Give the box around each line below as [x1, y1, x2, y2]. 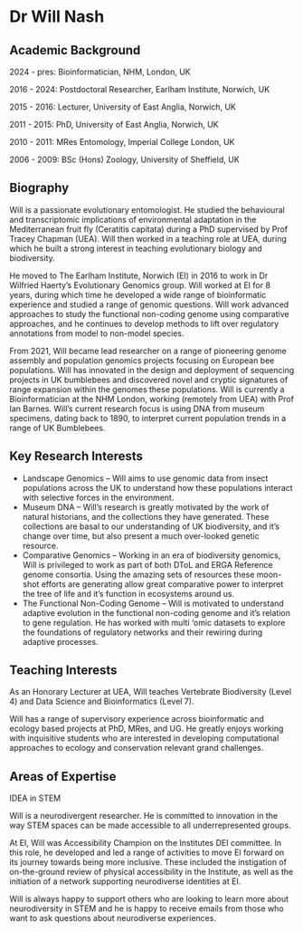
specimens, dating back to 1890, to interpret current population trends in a [9, 412, 287, 423]
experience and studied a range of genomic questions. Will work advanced [9, 299, 289, 310]
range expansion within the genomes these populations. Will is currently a [9, 383, 285, 395]
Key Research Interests [9, 448, 143, 464]
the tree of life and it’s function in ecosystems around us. [22, 588, 235, 599]
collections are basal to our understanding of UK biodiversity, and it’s [22, 521, 280, 532]
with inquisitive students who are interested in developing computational [9, 733, 279, 744]
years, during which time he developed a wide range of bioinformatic [9, 289, 267, 300]
